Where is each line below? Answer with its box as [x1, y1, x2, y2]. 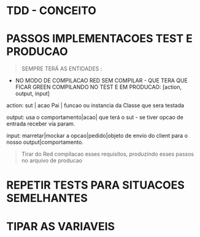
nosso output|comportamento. [6, 138, 84, 146]
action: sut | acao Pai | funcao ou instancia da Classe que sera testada [6, 102, 185, 109]
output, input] [15, 90, 50, 97]
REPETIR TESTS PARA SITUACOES [6, 178, 185, 192]
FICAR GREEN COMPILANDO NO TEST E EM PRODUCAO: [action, [15, 83, 182, 91]
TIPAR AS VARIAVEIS [6, 219, 115, 233]
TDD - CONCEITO [6, 4, 97, 18]
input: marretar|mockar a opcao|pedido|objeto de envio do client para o [6, 132, 188, 140]
